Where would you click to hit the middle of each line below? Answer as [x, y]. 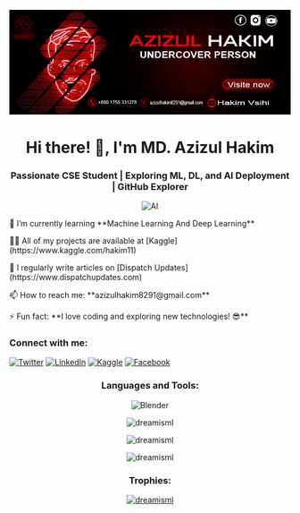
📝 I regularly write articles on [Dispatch [81, 268]
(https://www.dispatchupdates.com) [76, 278]
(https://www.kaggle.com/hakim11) [73, 251]
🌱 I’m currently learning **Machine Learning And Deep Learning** [132, 224]
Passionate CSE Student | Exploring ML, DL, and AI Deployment [150, 175]
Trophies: [150, 480]
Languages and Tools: [150, 386]
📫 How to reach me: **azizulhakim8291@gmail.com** [109, 295]
